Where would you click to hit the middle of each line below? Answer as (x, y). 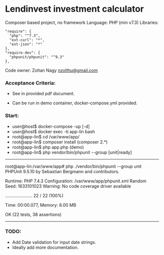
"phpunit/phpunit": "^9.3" (37, 57)
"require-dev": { (23, 53)
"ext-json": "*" (26, 44)
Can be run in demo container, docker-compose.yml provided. (75, 103)
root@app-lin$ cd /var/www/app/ (46, 137)
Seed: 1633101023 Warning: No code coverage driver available (68, 186)
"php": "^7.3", (25, 36)
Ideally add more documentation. (45, 247)
